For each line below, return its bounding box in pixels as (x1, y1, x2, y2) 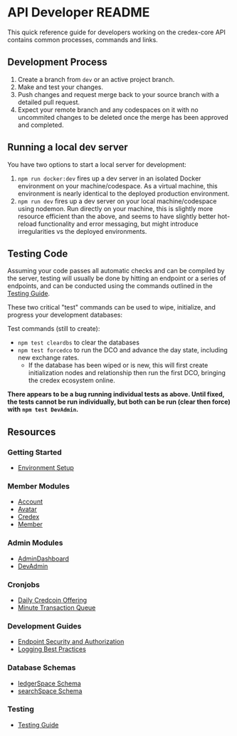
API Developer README (7, 4, 150, 21)
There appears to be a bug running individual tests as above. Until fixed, (7, 390, 225, 399)
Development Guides (7, 621, 82, 631)
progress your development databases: (7, 311, 123, 320)
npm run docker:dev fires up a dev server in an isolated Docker (17, 174, 201, 183)
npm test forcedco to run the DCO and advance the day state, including (17, 346, 228, 354)
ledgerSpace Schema (17, 679, 82, 688)
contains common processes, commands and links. (7, 35, 158, 44)
